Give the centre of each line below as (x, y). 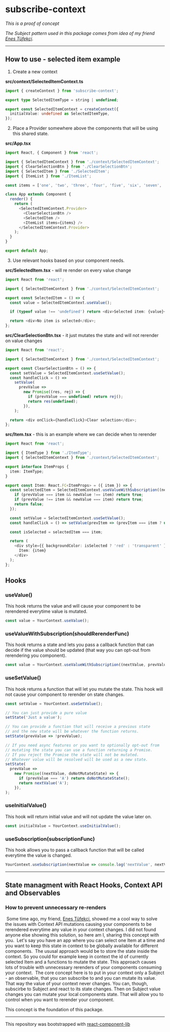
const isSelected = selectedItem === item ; (56, 532)
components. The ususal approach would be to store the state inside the (81, 951)
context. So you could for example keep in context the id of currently (77, 956)
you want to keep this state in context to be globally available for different (82, 946)
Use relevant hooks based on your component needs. (69, 260)
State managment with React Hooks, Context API (84, 885)
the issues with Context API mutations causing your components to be (78, 924)
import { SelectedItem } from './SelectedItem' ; (57, 171)
